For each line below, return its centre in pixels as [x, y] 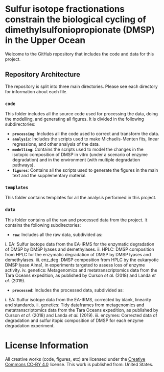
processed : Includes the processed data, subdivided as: [68, 290]
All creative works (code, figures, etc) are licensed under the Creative [75, 359]
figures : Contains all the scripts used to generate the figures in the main [85, 170]
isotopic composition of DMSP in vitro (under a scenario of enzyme [80, 155]
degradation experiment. [30, 325]
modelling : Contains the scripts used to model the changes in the [78, 149]
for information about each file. [36, 91]
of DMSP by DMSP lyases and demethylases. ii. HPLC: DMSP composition [80, 249]
